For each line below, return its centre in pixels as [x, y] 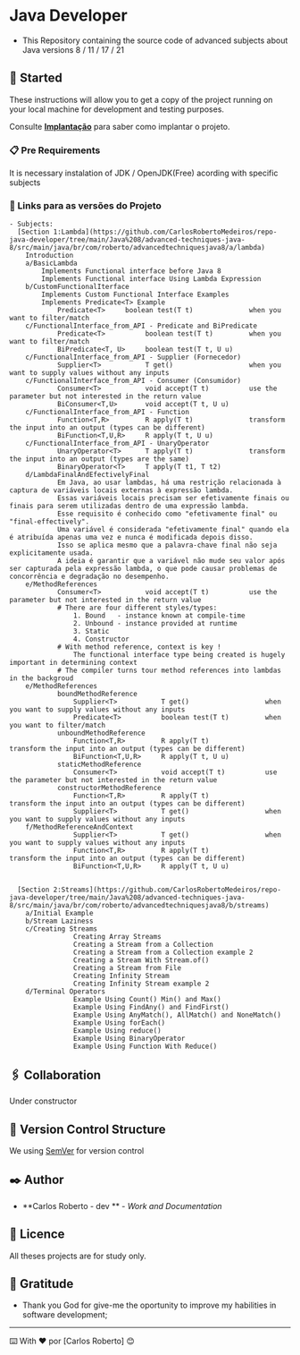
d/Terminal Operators [65, 992]
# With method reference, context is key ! [139, 647]
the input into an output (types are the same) [100, 459]
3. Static [91, 632]
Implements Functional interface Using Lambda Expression [151, 279]
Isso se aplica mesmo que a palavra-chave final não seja [167, 545]
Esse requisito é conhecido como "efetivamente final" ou [167, 514]
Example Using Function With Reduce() [145, 1047]
